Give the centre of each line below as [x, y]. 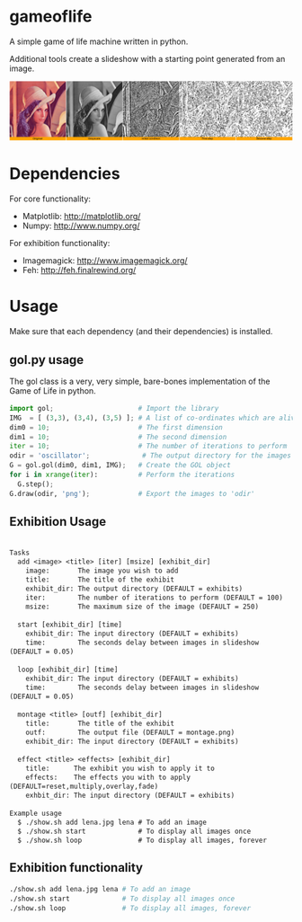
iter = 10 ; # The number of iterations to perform [148, 447]
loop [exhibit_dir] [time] [68, 669]
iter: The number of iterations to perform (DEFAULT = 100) [154, 598]
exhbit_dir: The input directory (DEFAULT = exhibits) [130, 795]
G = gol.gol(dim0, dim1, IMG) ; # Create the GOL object [120, 465]
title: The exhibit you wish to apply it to [120, 768]
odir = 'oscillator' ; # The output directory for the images [151, 456]
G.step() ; [36, 484]
